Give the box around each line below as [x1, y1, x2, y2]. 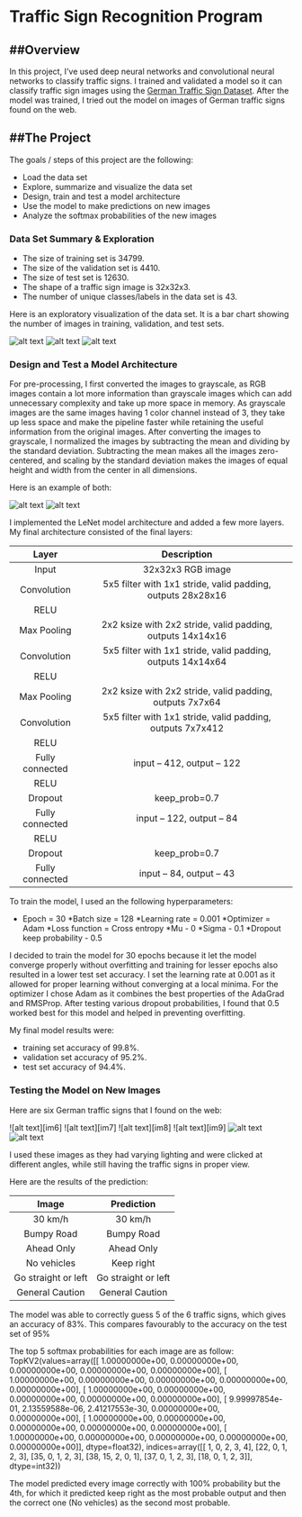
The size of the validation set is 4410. [22, 263, 161, 274]
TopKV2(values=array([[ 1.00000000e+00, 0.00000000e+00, [9, 1355, 239, 1366]
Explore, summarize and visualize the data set [22, 181, 193, 192]
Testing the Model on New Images [9, 1084, 161, 1096]
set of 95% [9, 1328, 51, 1339]
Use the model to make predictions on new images [22, 200, 211, 211]
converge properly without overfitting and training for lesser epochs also [9, 959, 279, 970]
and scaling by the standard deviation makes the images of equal [46, 455, 289, 466]
